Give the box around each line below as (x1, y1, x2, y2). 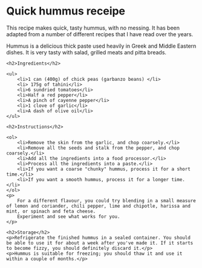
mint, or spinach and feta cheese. (6, 208, 96, 214)
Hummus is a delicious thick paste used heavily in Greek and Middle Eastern (6, 42, 197, 49)
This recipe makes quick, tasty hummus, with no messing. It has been (6, 24, 180, 31)
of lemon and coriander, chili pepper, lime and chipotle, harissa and (6, 203, 191, 209)
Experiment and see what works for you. (17, 213, 120, 220)
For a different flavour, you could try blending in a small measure (17, 197, 197, 203)
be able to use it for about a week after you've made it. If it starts (6, 240, 194, 246)
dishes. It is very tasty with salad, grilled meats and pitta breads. (6, 48, 167, 56)
